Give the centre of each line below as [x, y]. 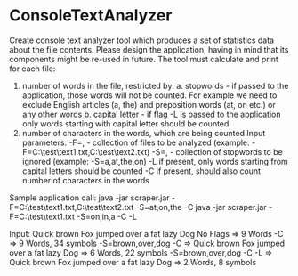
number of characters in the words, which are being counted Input [144, 133]
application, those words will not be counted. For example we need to [149, 95]
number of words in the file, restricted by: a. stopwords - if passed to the [155, 85]
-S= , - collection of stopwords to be [217, 151]
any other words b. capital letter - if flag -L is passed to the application [152, 114]
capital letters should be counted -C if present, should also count [141, 171]
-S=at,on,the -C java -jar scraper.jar [201, 207]
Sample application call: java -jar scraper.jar [90, 198]
